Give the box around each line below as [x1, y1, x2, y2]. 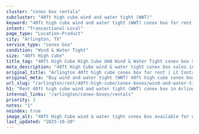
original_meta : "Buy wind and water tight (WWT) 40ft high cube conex [6, 75, 184, 81]
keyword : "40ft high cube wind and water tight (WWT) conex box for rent [6, 20, 192, 25]
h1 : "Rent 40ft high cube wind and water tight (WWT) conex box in [6, 86, 176, 92]
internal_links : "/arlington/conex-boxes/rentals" [6, 91, 134, 97]
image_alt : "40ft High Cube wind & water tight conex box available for [6, 113, 190, 119]
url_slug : [6, 81, 31, 87]
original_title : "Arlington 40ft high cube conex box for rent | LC [6, 69, 179, 75]
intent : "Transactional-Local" [6, 25, 84, 31]
